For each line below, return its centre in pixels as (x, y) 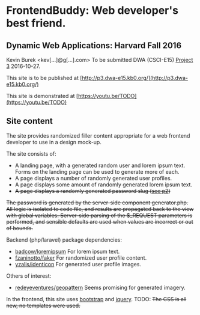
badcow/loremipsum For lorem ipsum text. (67, 251)
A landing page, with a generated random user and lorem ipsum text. (100, 165)
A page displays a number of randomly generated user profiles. (93, 178)
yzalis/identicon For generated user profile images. (78, 264)
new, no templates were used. (43, 305)
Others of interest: (29, 276)
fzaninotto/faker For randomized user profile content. (81, 258)
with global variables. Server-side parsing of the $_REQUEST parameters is (99, 215)
